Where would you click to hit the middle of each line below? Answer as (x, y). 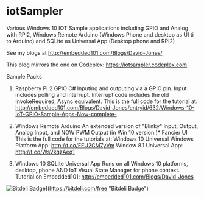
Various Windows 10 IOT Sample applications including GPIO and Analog (97, 28)
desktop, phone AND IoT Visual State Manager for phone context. (97, 170)
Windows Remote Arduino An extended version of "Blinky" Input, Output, (107, 126)
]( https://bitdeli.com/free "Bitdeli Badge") (97, 188)
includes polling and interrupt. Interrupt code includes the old (92, 94)
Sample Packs (24, 76)
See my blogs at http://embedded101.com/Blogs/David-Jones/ (84, 52)
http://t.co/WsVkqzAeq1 (45, 152)
